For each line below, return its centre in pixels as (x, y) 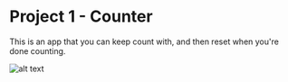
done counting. (38, 50)
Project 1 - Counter (81, 17)
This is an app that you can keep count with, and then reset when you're (144, 41)
